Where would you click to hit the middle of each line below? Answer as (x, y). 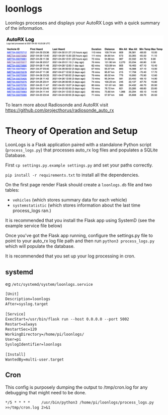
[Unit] (12, 294)
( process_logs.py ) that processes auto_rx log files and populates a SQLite (81, 150)
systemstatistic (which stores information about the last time (76, 205)
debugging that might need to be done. (46, 392)
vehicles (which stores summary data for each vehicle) (70, 200)
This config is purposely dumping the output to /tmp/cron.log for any (76, 387)
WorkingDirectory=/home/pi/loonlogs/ (45, 334)
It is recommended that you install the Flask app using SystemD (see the (80, 221)
